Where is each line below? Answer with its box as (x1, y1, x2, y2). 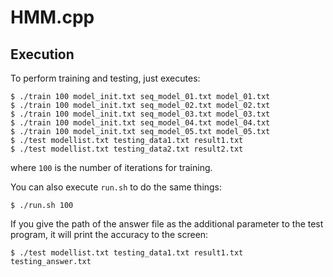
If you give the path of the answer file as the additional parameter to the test (10, 218, 324, 230)
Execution (10, 46, 75, 63)
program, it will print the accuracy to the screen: (10, 229, 209, 240)
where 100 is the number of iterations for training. (10, 162, 213, 173)
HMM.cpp (10, 6, 95, 29)
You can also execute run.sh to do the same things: (10, 181, 223, 193)
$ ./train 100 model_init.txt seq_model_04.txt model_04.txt (10, 118, 271, 128)
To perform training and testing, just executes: (10, 72, 201, 84)
